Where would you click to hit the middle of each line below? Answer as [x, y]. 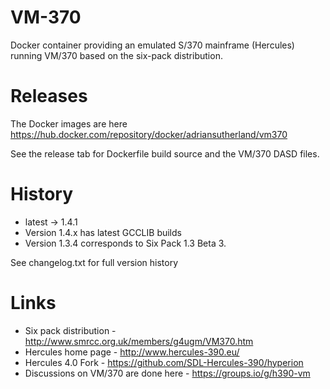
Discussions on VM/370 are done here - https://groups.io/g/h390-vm [167, 373]
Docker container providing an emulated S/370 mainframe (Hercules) [152, 45]
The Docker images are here [69, 123]
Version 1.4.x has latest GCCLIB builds [103, 232]
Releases [49, 96]
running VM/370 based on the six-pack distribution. [116, 55]
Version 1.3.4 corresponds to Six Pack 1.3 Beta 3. [125, 243]
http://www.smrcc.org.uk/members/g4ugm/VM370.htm [139, 341]
